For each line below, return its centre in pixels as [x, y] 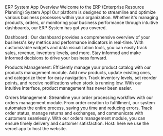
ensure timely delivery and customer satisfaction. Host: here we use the [77, 123]
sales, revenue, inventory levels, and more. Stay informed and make [73, 53]
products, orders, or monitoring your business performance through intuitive [81, 22]
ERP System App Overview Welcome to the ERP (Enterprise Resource [75, 7]
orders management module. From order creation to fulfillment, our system [80, 103]
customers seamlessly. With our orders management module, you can [75, 118]
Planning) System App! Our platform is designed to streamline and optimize [80, 12]
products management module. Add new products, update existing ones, [78, 72]
